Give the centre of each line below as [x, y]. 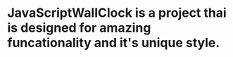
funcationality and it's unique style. [114, 43]
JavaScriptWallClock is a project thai [117, 13]
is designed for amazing [79, 28]
